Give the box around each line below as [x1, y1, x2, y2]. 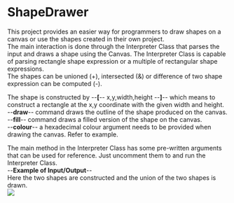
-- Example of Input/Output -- [7, 166, 92, 174]
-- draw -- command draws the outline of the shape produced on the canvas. [7, 108, 228, 116]
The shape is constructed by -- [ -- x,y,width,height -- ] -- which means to [7, 92, 216, 101]
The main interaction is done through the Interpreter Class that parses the [7, 42, 220, 50]
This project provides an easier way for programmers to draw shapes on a [7, 27, 221, 36]
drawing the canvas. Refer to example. [7, 130, 119, 139]
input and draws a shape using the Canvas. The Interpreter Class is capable [7, 50, 226, 58]
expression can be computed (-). [7, 79, 103, 87]
